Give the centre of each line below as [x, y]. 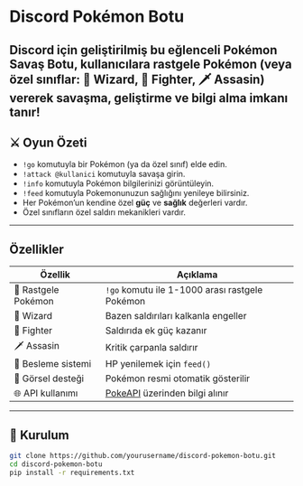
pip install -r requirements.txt [72, 472]
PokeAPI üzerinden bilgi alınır [167, 393]
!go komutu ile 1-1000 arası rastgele [184, 290]
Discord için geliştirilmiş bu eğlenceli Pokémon [143, 50]
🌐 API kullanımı [46, 393]
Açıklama [197, 275]
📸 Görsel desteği [49, 379]
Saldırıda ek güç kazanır [156, 331]
